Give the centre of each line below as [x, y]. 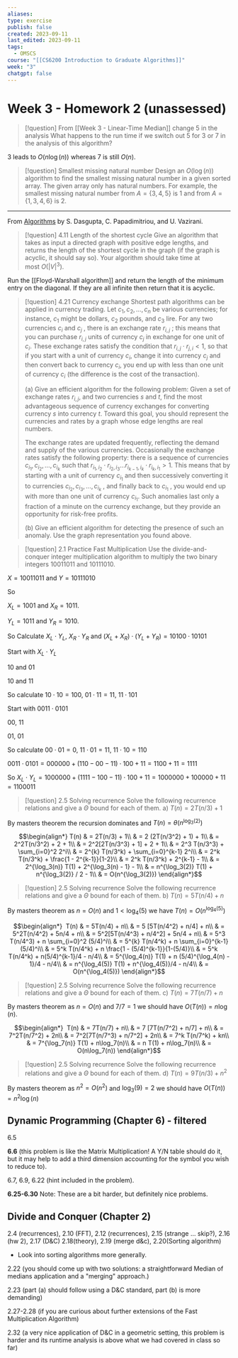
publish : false [30, 27]
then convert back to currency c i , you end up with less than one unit [124, 365]
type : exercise [30, 21]
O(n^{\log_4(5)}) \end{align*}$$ [119, 971]
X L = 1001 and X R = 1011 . [44, 606]
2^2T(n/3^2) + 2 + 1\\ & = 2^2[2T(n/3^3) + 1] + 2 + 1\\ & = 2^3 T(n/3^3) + [119, 844]
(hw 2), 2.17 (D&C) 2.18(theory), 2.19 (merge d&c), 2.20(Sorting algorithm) [114, 1241]
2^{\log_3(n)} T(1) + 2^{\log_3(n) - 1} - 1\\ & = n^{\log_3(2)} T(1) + [119, 867]
